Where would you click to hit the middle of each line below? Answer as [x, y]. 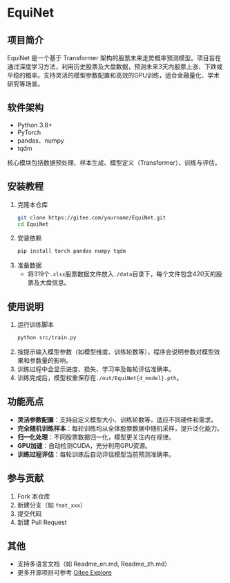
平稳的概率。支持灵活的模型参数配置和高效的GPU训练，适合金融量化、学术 [113, 75]
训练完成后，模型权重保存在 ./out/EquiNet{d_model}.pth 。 [100, 377]
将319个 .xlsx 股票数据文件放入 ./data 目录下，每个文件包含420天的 [122, 274]
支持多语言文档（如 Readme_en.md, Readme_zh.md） [94, 564]
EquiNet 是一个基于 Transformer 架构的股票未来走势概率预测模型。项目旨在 [114, 58]
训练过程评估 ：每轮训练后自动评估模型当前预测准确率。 [96, 454]
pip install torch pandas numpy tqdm [71, 251]
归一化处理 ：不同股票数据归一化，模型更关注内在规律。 [96, 437]
